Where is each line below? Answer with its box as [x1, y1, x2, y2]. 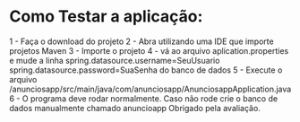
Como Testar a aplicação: [9, 6, 203, 27]
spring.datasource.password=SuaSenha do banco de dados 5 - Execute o [9, 65, 283, 75]
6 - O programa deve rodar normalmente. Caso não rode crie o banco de [9, 92, 279, 104]
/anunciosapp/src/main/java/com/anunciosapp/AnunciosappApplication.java [9, 83, 292, 94]
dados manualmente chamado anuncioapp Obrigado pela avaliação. [9, 102, 261, 113]
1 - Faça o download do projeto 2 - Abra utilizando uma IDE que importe [9, 36, 275, 47]
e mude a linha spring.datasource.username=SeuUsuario [9, 55, 220, 65]
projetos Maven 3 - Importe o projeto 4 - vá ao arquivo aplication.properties [9, 45, 289, 56]
